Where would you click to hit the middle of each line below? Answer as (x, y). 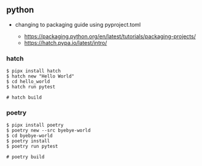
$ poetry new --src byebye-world (49, 131)
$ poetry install (28, 141)
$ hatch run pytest (31, 87)
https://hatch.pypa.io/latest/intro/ (66, 42)
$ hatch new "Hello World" (40, 76)
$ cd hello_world (28, 82)
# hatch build (24, 98)
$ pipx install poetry (35, 125)
